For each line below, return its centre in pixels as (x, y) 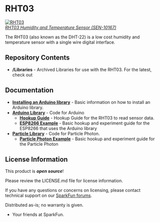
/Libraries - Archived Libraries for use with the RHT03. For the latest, (82, 69)
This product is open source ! (34, 171)
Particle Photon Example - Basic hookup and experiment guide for (87, 139)
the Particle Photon (39, 144)
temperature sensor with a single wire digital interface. (60, 42)
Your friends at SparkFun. (38, 215)
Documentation (29, 90)
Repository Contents (38, 58)
